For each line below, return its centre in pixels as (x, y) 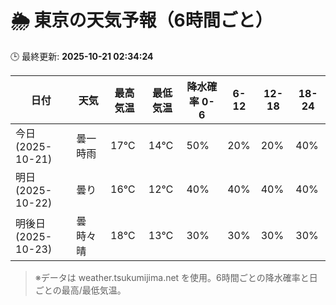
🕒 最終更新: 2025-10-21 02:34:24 (82, 56)
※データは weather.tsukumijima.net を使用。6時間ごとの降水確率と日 (176, 277)
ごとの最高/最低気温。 (80, 290)
